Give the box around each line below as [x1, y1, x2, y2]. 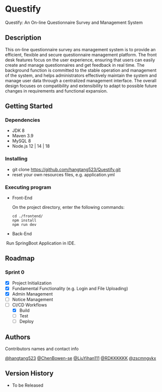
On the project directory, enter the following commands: [12, 205, 125, 210]
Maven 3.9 [12, 133, 34, 139]
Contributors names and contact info [5, 346, 79, 352]
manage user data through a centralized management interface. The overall [5, 77, 157, 83]
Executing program [5, 184, 52, 190]
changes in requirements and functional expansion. [5, 88, 108, 93]
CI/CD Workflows [12, 302, 47, 308]
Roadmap [5, 254, 35, 262]
